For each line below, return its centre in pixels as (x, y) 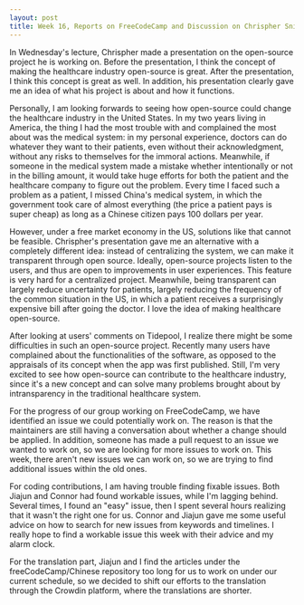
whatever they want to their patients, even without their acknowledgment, (147, 147)
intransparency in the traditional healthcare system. (105, 393)
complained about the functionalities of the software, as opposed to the (143, 355)
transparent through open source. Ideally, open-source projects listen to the (151, 260)
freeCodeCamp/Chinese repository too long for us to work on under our (143, 571)
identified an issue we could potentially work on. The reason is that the (141, 420)
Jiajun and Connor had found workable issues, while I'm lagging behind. (144, 495)
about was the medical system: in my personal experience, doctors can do (148, 137)
